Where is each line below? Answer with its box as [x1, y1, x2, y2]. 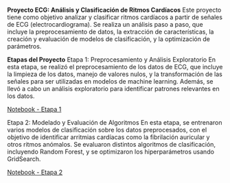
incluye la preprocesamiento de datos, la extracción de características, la [7, 27, 214, 36]
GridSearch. [7, 155, 41, 163]
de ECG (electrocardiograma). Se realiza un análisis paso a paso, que [7, 21, 204, 28]
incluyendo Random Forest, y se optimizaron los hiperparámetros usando [7, 147, 215, 156]
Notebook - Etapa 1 [7, 106, 62, 113]
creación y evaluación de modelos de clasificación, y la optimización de [7, 35, 211, 43]
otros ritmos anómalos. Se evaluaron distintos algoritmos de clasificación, [7, 141, 216, 148]
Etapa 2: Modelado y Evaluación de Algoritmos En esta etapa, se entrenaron [7, 119, 222, 126]
